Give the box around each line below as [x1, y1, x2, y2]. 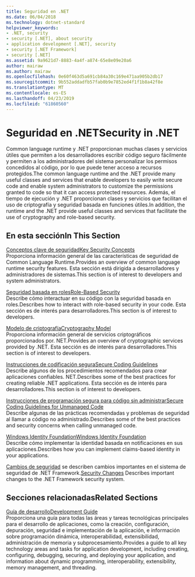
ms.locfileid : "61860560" [6, 101, 69, 107]
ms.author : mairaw [6, 68, 51, 74]
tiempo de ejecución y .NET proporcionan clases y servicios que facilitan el [6, 195, 187, 202]
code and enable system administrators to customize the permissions [6, 182, 173, 190]
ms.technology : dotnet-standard [6, 19, 85, 25]
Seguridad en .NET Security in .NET [6, 126, 180, 139]
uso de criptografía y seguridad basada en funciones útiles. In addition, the [6, 201, 185, 208]
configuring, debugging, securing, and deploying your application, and [6, 552, 176, 559]
